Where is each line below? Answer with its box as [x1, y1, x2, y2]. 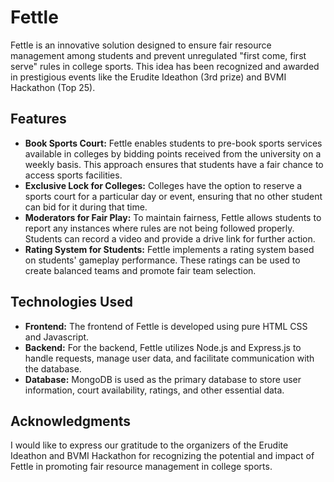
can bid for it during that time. [24, 201, 148, 213]
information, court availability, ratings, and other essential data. [24, 384, 285, 396]
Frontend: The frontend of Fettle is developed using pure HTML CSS [24, 320, 308, 332]
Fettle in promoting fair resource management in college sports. [10, 461, 273, 473]
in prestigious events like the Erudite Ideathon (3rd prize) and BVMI [10, 71, 287, 83]
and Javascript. [24, 331, 90, 343]
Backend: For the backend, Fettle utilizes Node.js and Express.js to [24, 341, 302, 353]
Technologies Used [10, 294, 133, 311]
